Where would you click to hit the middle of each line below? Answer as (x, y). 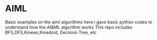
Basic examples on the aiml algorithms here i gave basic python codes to (79, 22)
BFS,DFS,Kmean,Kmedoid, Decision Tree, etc (51, 32)
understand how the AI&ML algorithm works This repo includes (69, 27)
